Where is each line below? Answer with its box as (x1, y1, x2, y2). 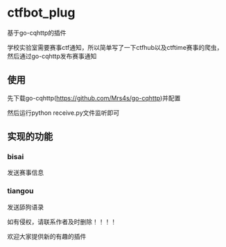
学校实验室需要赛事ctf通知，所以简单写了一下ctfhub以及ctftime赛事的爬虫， (7, 43, 223, 51)
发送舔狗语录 (7, 203, 44, 211)
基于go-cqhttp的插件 (7, 28, 67, 37)
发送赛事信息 (7, 168, 44, 177)
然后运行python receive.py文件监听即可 (7, 109, 120, 117)
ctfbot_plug (7, 5, 76, 21)
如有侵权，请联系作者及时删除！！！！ (7, 217, 116, 226)
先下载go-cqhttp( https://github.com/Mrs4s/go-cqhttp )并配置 (7, 93, 181, 102)
